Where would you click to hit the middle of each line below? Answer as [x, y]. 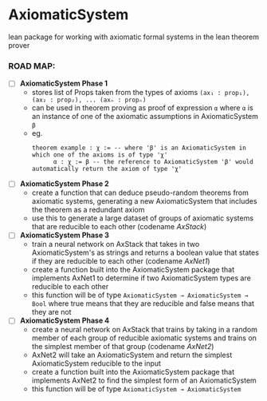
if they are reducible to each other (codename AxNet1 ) [121, 261]
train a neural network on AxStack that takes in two [116, 244]
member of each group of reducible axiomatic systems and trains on [144, 338]
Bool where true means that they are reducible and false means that [143, 304]
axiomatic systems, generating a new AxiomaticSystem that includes [144, 201]
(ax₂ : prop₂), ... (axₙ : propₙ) [89, 100]
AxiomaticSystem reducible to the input [96, 363]
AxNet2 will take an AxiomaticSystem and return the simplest [132, 355]
